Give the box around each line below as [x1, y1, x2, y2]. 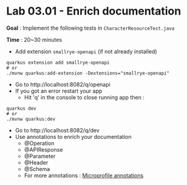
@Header [24, 159, 49, 166]
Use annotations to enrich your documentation [15, 133, 132, 140]
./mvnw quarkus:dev [6, 116, 56, 122]
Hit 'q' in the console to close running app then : [24, 93, 144, 101]
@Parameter [24, 152, 56, 160]
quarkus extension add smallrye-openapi [6, 59, 110, 66]
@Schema [24, 165, 50, 172]
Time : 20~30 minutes [6, 36, 63, 43]
